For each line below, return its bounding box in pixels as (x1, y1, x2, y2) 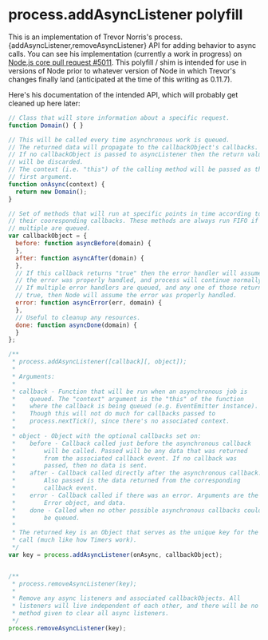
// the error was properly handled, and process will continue (15, 276, 230, 284)
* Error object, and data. (11, 499, 127, 507)
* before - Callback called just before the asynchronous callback (11, 439, 251, 447)
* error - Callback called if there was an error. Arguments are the (11, 491, 259, 499)
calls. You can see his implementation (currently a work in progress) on (8, 49, 242, 58)
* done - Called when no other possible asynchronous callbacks (11, 506, 241, 515)
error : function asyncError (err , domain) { (15, 299, 162, 307)
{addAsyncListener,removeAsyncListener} (8, 40, 148, 50)
